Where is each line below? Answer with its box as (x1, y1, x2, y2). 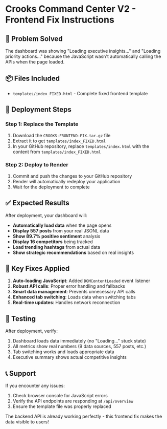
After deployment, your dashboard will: (5, 212, 87, 218)
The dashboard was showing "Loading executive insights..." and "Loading (5, 48, 161, 54)
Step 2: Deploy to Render (5, 161, 68, 168)
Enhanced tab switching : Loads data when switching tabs (12, 294, 136, 300)
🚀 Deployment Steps (5, 105, 71, 114)
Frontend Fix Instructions (5, 14, 115, 26)
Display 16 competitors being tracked (12, 239, 93, 245)
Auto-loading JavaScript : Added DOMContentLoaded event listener (12, 277, 151, 284)
